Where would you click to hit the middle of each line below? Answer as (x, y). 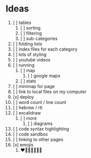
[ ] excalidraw (27, 112)
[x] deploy (23, 97)
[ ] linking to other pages (38, 139)
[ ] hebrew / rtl (28, 107)
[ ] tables (22, 22)
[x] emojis (23, 144)
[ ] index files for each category (45, 49)
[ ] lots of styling (30, 54)
